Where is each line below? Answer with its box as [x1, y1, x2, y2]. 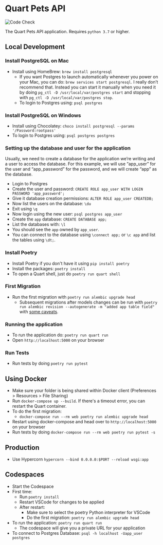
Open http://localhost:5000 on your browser [12, 337, 105, 343]
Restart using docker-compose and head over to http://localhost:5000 [12, 419, 157, 425]
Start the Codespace [12, 483, 54, 489]
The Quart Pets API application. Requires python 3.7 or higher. [5, 28, 130, 34]
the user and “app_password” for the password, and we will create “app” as [5, 166, 157, 172]
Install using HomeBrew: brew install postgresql [12, 68, 112, 74]
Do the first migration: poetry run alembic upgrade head [26, 514, 140, 521]
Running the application [5, 321, 63, 327]
